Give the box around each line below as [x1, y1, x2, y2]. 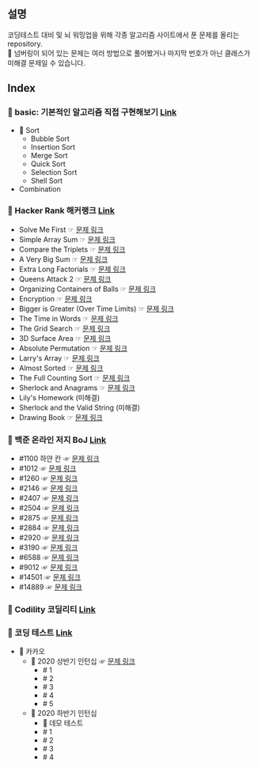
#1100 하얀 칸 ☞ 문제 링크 [18, 454, 100, 463]
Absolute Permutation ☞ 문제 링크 [18, 343, 128, 353]
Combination [18, 184, 61, 194]
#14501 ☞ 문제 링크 [18, 573, 81, 582]
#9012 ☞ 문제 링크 [18, 562, 78, 572]
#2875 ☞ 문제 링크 [18, 513, 79, 523]
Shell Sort [30, 176, 63, 185]
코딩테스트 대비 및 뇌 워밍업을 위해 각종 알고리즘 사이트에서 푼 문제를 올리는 [7, 30, 240, 40]
